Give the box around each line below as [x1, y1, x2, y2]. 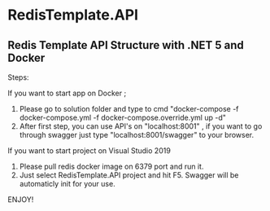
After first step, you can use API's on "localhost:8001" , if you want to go [19, 121, 263, 131]
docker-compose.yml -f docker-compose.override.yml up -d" [19, 112, 227, 122]
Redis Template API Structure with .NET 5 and [7, 38, 245, 52]
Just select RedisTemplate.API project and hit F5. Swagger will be [19, 170, 239, 180]
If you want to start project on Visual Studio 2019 [7, 146, 172, 156]
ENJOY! [7, 195, 34, 204]
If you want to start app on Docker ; [7, 88, 127, 98]
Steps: [7, 73, 29, 82]
